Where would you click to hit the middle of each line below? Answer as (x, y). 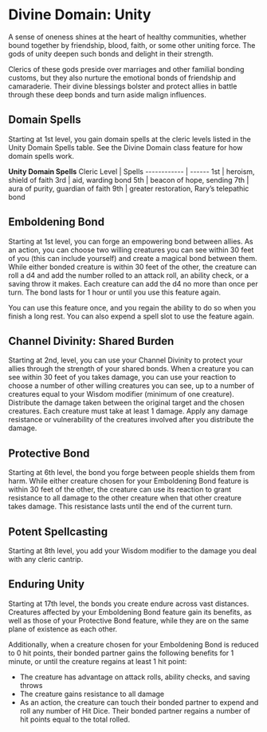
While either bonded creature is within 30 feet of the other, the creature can (133, 267)
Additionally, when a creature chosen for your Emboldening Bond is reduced (133, 644)
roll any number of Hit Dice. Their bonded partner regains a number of (135, 710)
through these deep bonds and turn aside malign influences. (108, 94)
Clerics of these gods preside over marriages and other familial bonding (126, 69)
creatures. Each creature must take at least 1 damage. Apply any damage (128, 411)
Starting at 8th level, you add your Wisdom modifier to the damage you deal (133, 551)
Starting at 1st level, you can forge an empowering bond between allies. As (131, 241)
